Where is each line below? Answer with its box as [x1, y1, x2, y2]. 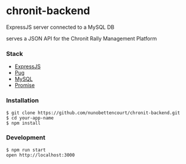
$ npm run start [6, 147, 46, 153]
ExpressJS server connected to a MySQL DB [6, 24, 115, 31]
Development [6, 133, 46, 142]
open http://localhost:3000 [6, 152, 75, 158]
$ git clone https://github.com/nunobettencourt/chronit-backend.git [6, 110, 181, 116]
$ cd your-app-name [6, 115, 54, 121]
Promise [14, 82, 35, 89]
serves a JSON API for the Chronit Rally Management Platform [6, 35, 157, 42]
